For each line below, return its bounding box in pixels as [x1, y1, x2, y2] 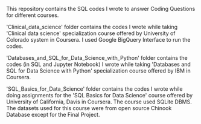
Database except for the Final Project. [6, 111, 100, 118]
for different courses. [6, 11, 59, 19]
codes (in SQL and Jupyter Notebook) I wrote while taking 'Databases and [6, 60, 191, 68]
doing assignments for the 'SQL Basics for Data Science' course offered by [6, 92, 193, 99]
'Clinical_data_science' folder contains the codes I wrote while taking [6, 24, 178, 30]
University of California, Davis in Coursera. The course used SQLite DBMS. [6, 98, 192, 105]
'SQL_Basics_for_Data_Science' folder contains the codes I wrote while [6, 85, 183, 93]
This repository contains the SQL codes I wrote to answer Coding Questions [6, 5, 196, 12]
